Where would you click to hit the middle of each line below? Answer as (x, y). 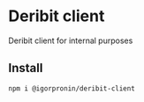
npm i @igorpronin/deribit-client (72, 88)
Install (26, 68)
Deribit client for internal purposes (71, 40)
